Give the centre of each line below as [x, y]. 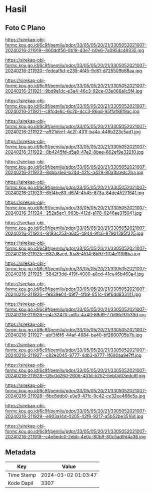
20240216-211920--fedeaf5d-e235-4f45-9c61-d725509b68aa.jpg [74, 71]
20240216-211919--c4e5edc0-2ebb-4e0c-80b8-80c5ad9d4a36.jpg [75, 437]
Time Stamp [22, 475]
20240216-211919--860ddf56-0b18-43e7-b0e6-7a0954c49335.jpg [75, 50]
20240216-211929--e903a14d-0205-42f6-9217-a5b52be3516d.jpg [74, 416]
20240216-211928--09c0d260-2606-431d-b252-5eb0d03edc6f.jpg [75, 376]
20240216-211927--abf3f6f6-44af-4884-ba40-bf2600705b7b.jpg [74, 335]
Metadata [20, 452]
